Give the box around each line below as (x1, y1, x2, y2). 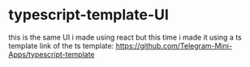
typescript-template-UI (8, 6, 169, 24)
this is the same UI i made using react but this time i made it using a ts (8, 32, 242, 42)
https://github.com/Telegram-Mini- (115, 40, 233, 50)
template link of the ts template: (8, 40, 114, 50)
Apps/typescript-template (8, 49, 95, 59)
